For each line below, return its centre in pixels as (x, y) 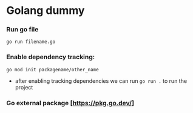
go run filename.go (31, 42)
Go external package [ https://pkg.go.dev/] (70, 103)
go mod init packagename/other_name (52, 69)
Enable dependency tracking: (51, 57)
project (24, 87)
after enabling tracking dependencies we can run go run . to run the (101, 81)
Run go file (22, 30)
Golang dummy (46, 11)
